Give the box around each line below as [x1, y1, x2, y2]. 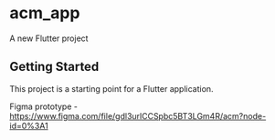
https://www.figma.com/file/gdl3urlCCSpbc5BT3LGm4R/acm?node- [9, 110, 267, 121]
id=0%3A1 [9, 120, 48, 131]
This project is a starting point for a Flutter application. [9, 83, 214, 94]
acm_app [9, 3, 80, 24]
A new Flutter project [9, 33, 89, 44]
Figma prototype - [9, 101, 78, 112]
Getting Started [9, 59, 100, 75]
